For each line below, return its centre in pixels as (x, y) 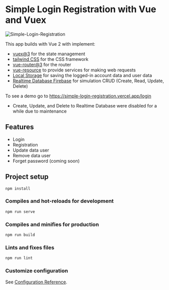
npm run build (20, 235)
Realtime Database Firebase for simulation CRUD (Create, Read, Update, (88, 81)
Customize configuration (37, 271)
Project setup (27, 177)
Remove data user (31, 155)
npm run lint (19, 258)
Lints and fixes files (30, 248)
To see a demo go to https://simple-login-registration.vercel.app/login (78, 96)
